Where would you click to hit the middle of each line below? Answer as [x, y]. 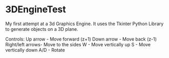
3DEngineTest [36, 9]
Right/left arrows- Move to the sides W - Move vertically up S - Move [78, 44]
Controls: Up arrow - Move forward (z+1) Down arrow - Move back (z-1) [81, 39]
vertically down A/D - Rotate [35, 50]
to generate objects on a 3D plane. [42, 29]
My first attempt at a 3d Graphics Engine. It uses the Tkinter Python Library [84, 24]
